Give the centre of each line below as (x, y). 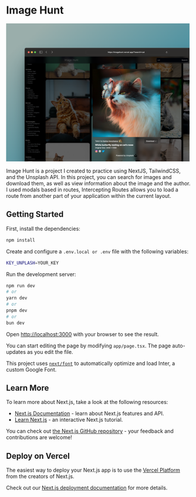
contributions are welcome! (39, 438)
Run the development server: (41, 274)
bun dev (16, 323)
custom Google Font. (31, 369)
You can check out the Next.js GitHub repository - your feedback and (90, 431)
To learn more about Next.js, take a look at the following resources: (87, 402)
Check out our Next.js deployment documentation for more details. (87, 488)
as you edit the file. (50, 352)
